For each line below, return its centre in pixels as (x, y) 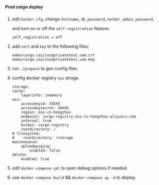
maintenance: (25, 142)
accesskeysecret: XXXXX (45, 108)
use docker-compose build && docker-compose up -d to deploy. (74, 177)
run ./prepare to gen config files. (45, 68)
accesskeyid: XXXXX (41, 104)
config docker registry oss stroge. (46, 78)
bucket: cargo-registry (45, 125)
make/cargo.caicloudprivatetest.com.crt (53, 55)
